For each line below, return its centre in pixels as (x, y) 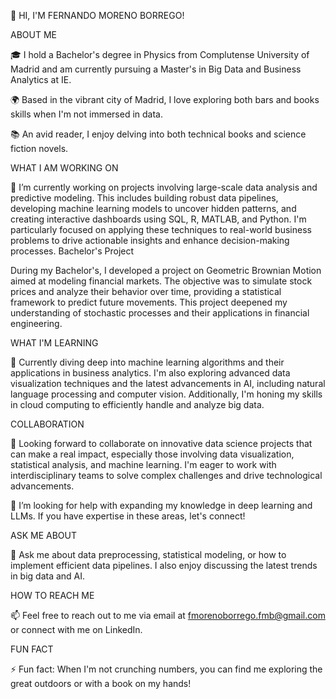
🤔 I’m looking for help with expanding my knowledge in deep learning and (161, 505)
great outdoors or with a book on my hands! (101, 683)
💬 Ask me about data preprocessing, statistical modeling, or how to (148, 554)
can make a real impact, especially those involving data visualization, (152, 454)
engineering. (36, 323)
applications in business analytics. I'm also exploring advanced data (150, 373)
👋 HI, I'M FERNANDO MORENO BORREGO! (97, 15)
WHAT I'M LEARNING (54, 343)
